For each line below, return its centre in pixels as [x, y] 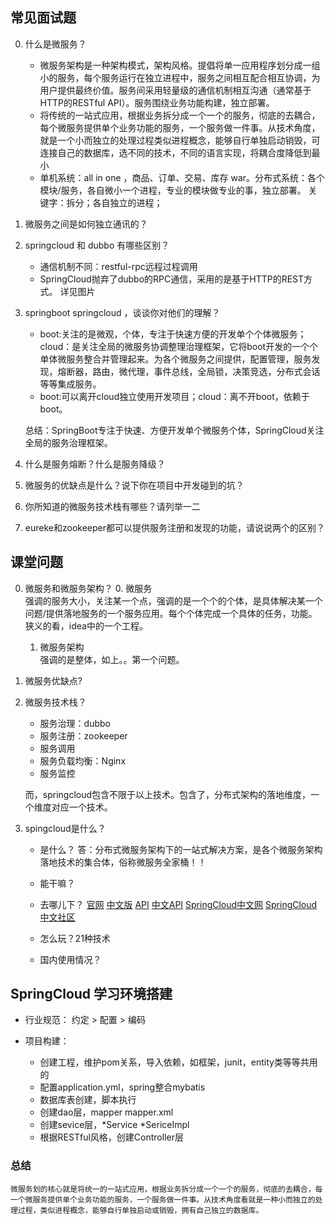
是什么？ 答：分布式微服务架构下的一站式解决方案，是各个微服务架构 [181, 849]
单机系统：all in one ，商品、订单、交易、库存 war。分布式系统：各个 [182, 177]
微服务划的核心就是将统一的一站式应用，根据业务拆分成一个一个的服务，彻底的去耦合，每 [166, 1189]
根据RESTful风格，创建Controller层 [111, 1137]
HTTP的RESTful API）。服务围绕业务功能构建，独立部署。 [157, 102]
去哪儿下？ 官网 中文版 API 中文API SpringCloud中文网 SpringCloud [178, 904]
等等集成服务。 [70, 384]
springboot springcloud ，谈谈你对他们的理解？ [122, 312]
